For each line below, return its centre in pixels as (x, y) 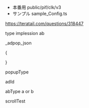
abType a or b (20, 91)
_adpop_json (18, 43)
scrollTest (15, 101)
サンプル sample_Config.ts (40, 13)
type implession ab (25, 33)
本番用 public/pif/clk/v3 (37, 7)
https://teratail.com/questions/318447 (44, 23)
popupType (17, 72)
